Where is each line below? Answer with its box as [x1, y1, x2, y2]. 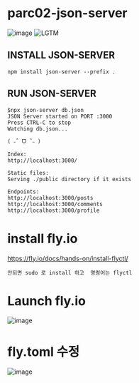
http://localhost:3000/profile [7, 207, 100, 214]
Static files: [7, 169, 50, 176]
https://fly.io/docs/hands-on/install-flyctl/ [7, 254, 129, 262]
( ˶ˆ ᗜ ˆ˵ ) [7, 138, 41, 145]
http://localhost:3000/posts [7, 194, 94, 201]
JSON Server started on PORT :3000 [7, 113, 113, 120]
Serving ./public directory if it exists [7, 175, 132, 183]
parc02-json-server [7, 5, 128, 21]
